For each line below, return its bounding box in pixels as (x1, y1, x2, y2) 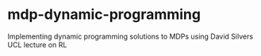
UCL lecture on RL (7, 39, 67, 49)
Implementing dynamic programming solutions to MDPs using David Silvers (7, 32, 254, 41)
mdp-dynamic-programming (7, 6, 202, 24)
